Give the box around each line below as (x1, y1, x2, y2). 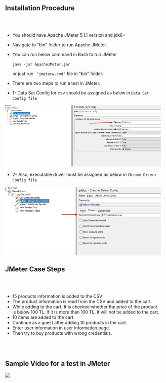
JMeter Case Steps (5, 265, 65, 274)
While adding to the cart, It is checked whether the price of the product (12, 304, 157, 309)
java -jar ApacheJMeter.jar (12, 62, 70, 67)
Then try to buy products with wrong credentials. (12, 330, 112, 336)
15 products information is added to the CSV (12, 293, 103, 299)
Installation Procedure (5, 4, 75, 12)
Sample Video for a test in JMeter (5, 360, 110, 368)
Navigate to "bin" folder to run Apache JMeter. (12, 42, 107, 48)
